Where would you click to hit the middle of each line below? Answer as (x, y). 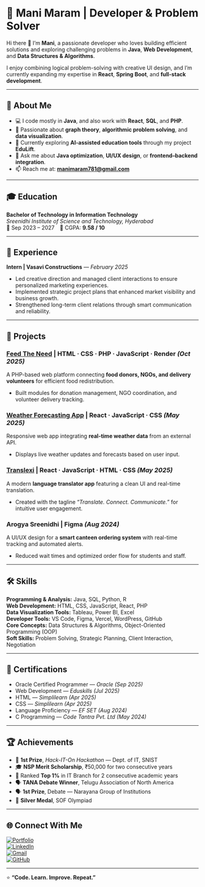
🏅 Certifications (37, 669)
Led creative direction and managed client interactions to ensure (96, 279)
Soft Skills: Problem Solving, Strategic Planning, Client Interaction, (90, 638)
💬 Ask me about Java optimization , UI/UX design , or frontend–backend (106, 155)
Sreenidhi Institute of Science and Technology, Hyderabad (80, 221)
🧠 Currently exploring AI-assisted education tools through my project (103, 142)
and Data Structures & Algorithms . (51, 56)
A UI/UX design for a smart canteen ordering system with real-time (92, 537)
